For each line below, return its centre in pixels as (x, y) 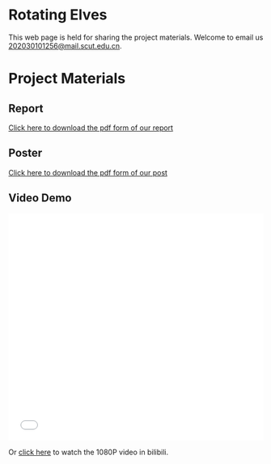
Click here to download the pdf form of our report (91, 128)
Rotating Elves (58, 15)
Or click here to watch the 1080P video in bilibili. (88, 452)
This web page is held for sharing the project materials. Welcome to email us (136, 37)
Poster (25, 153)
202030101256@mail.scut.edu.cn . (66, 45)
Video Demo (40, 198)
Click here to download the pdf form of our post (88, 172)
